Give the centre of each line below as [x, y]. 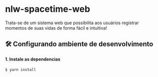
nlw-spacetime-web [47, 9]
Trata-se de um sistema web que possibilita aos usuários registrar [72, 23]
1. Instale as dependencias [33, 59]
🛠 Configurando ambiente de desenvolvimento [79, 44]
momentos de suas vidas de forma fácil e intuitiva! [56, 28]
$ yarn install [21, 70]
